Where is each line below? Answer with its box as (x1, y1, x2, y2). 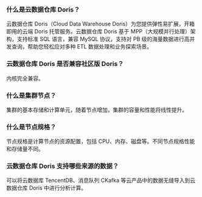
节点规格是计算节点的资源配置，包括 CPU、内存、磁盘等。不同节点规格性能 (6, 138, 195, 145)
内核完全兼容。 (6, 75, 44, 82)
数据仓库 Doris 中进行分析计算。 (6, 184, 87, 192)
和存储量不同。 (6, 145, 44, 153)
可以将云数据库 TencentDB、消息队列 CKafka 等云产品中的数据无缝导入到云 (6, 177, 196, 184)
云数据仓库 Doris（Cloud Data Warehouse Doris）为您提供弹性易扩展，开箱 (6, 20, 195, 28)
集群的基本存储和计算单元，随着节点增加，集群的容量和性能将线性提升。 (6, 106, 187, 113)
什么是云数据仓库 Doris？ (6, 5, 80, 13)
